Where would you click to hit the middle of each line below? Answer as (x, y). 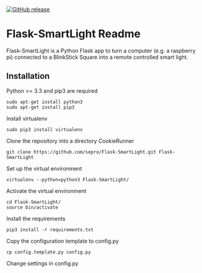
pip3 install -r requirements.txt (50, 230)
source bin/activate (33, 207)
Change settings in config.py (43, 263)
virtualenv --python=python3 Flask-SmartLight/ (68, 180)
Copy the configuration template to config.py (63, 241)
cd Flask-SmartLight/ (34, 202)
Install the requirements (36, 218)
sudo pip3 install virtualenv (45, 130)
